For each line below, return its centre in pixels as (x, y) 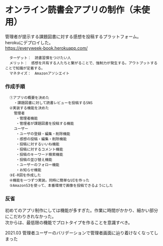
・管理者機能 (27, 119)
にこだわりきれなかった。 (31, 216)
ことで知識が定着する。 (25, 68)
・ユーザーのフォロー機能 (38, 165)
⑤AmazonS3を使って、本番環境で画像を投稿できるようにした (61, 186)
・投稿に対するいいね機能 (38, 144)
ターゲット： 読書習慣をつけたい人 (40, 58)
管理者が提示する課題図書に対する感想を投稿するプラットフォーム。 (73, 36)
